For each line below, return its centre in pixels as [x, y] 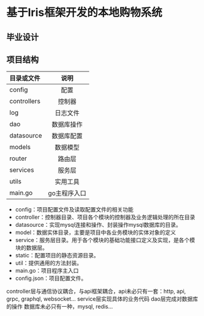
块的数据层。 [31, 248]
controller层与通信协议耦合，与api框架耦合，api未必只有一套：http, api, [96, 292]
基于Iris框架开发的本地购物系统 [84, 13]
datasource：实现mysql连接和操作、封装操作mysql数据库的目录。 [98, 225]
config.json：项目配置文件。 [51, 278]
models [20, 147]
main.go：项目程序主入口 [47, 271]
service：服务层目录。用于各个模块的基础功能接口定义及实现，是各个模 [105, 240]
